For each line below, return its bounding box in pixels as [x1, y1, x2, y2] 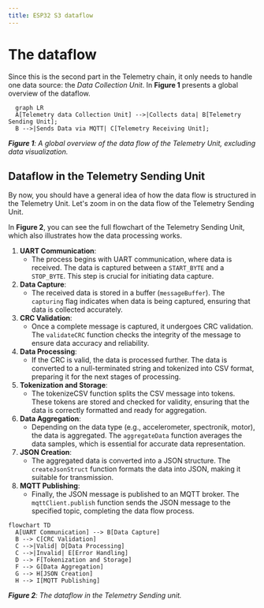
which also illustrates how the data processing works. [8, 231, 183, 241]
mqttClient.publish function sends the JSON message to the [31, 498, 231, 508]
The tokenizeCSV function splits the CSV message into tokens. [31, 388, 236, 399]
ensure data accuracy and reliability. [31, 339, 150, 348]
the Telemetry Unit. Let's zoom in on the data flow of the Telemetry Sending [8, 199, 255, 208]
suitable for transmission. [31, 473, 114, 482]
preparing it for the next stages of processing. [31, 372, 181, 381]
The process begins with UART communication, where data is [31, 254, 232, 265]
